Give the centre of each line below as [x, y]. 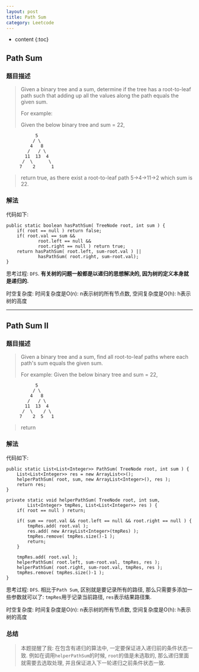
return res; [31, 485]
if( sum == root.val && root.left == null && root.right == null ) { [105, 521]
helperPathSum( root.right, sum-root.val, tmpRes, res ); [90, 568]
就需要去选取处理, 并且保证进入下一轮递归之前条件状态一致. [93, 663]
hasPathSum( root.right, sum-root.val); [88, 257]
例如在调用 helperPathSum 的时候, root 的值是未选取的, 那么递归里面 [109, 655]
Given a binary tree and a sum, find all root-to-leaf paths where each [104, 357]
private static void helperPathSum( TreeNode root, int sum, [83, 500]
